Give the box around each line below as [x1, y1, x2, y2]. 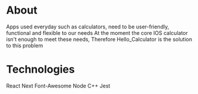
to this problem [6, 42, 43, 49]
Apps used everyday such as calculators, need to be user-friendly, [6, 23, 169, 30]
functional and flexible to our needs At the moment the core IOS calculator [6, 29, 188, 36]
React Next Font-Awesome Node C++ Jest [6, 82, 111, 89]
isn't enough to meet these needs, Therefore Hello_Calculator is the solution [6, 35, 192, 43]
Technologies [6, 63, 76, 76]
